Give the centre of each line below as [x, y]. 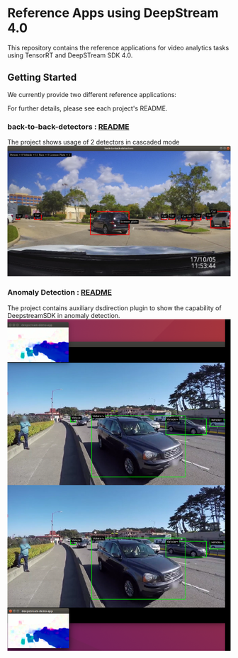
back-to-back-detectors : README [68, 127]
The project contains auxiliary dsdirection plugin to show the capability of [114, 308]
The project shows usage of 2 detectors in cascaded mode [93, 142]
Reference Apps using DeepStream [113, 13]
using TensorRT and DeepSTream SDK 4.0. [70, 55]
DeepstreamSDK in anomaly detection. [64, 315]
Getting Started [42, 78]
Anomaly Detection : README [59, 293]
